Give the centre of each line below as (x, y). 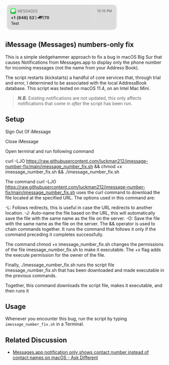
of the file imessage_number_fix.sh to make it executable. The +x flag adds (83, 250)
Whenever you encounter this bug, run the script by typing (66, 319)
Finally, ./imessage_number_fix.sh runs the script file (60, 265)
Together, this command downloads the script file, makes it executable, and (84, 285)
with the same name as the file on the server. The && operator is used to (80, 224)
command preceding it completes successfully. (54, 234)
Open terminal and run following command (50, 151)
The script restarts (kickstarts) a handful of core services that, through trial (83, 77)
